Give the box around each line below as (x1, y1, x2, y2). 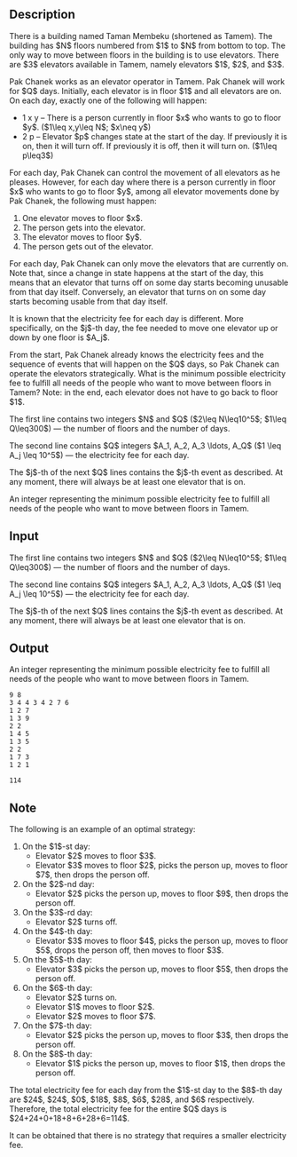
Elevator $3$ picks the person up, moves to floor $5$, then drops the (35, 963, 289, 975)
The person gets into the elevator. (21, 222, 146, 233)
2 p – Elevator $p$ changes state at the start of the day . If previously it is (21, 131, 288, 141)
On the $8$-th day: (21, 1049, 93, 1059)
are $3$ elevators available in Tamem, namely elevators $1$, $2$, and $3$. (9, 59, 285, 69)
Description (9, 7, 75, 22)
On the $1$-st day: (21, 841, 90, 852)
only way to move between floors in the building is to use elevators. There (9, 49, 279, 60)
